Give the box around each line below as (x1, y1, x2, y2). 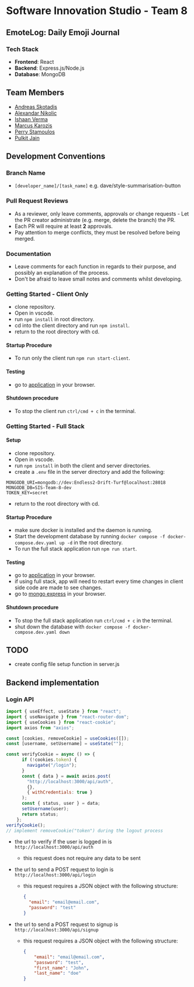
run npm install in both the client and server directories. (14, 462, 151, 469)
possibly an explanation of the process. (14, 269, 110, 276)
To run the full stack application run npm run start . (14, 545, 137, 552)
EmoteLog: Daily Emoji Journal (6, 28, 120, 37)
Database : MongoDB (14, 70, 66, 77)
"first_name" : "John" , (34, 965, 89, 971)
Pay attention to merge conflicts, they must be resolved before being (14, 228, 180, 235)
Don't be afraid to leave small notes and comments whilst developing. (14, 275, 182, 282)
